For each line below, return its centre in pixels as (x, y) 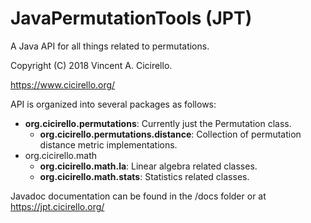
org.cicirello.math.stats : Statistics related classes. (144, 176)
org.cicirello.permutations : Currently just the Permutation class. (158, 123)
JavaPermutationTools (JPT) (131, 18)
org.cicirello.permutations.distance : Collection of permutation (170, 134)
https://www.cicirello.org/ (63, 84)
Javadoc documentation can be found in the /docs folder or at (138, 196)
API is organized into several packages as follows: (113, 104)
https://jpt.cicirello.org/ (57, 206)
